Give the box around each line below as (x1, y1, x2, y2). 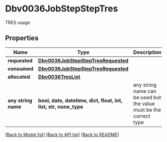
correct (133, 113, 151, 120)
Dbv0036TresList (38, 73, 81, 80)
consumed (7, 65, 34, 72)
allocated (7, 73, 30, 80)
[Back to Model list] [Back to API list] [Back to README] (5, 132, 119, 138)
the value (133, 100, 155, 107)
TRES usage (5, 19, 30, 25)
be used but (133, 94, 162, 101)
